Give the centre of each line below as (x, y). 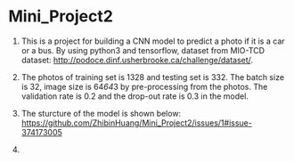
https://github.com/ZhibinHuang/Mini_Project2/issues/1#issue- (137, 123)
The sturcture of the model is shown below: (101, 113)
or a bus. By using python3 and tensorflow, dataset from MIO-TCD (143, 50)
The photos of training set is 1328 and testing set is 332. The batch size (153, 77)
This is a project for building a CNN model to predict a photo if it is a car (153, 41)
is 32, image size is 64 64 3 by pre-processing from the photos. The (144, 86)
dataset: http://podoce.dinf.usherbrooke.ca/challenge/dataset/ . (137, 60)
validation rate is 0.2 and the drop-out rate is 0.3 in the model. (135, 96)
